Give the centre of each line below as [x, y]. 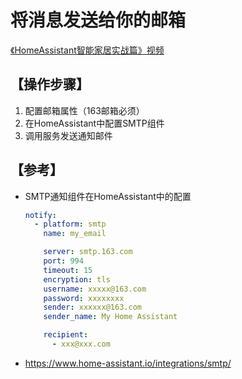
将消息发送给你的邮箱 [98, 20]
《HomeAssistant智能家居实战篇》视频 [87, 50]
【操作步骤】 [50, 84]
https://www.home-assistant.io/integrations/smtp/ [128, 363]
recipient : [66, 335]
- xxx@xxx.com [81, 344]
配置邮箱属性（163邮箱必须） [84, 110]
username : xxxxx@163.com [95, 289]
